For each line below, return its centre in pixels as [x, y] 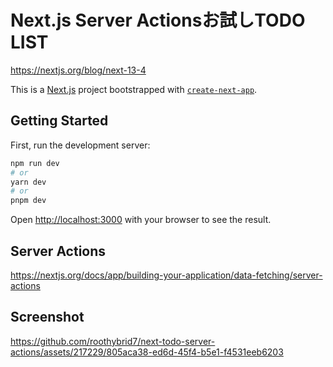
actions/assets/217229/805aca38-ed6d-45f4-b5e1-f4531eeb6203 [147, 352]
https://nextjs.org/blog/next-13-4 [78, 70]
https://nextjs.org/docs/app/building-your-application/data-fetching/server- [166, 275]
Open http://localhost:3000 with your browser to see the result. [141, 220]
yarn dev [28, 182]
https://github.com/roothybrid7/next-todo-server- [113, 341]
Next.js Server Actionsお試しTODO [158, 20]
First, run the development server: [80, 145]
